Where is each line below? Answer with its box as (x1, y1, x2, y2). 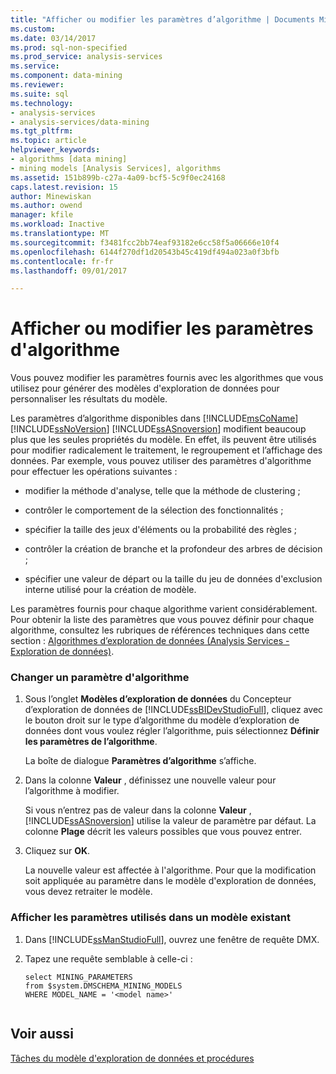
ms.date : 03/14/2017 (10, 33, 97, 43)
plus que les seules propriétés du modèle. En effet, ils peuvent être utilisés (10, 434, 317, 446)
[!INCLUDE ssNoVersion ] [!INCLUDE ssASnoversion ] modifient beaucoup (10, 423, 307, 435)
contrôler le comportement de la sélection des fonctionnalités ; (24, 504, 284, 516)
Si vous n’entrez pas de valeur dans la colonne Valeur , (24, 804, 252, 816)
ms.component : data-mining (10, 71, 123, 81)
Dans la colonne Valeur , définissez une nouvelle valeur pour (24, 774, 277, 786)
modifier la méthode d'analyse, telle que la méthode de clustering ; (24, 485, 301, 497)
